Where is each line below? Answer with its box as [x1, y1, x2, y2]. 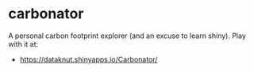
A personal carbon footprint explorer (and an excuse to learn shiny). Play [8, 31, 246, 40]
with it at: [8, 39, 39, 48]
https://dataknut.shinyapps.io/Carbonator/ [19, 55, 158, 64]
